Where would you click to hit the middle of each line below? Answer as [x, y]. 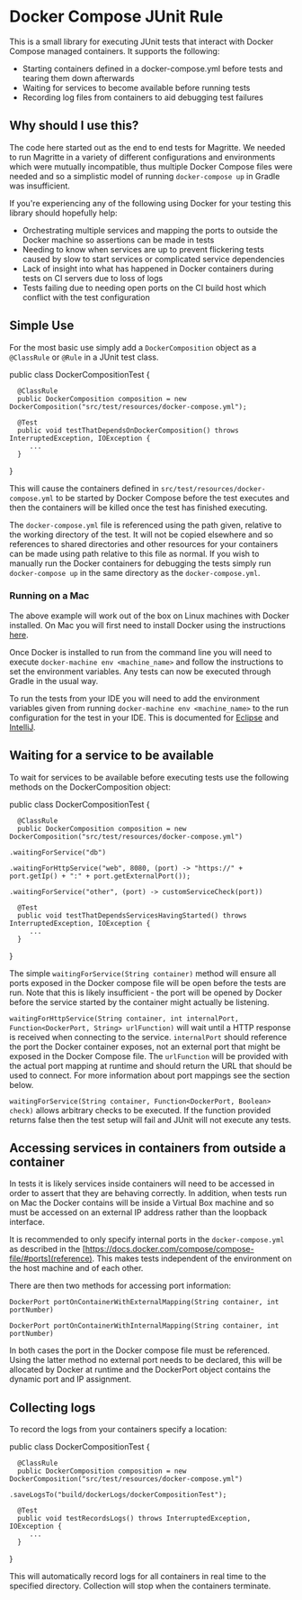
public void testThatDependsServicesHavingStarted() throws [132, 915]
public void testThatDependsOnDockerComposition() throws [129, 430]
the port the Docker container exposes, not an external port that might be [145, 1047]
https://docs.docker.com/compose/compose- [169, 1249]
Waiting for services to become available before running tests [136, 87]
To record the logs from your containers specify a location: [118, 1430]
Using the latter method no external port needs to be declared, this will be [146, 1360]
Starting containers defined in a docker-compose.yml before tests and [152, 69]
